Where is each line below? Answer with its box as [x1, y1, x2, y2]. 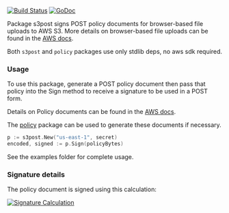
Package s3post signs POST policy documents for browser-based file [7, 20, 204, 27]
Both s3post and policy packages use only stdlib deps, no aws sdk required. [7, 48, 223, 55]
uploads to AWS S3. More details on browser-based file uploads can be [7, 27, 208, 35]
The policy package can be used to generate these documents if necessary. [7, 121, 222, 129]
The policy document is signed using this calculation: [7, 185, 157, 194]
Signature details [7, 169, 65, 179]
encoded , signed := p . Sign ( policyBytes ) [7, 141, 124, 147]
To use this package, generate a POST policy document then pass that [7, 80, 206, 88]
